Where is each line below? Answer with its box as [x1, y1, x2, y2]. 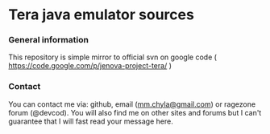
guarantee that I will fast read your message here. [8, 116, 173, 126]
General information [8, 35, 89, 46]
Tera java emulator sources [8, 6, 195, 24]
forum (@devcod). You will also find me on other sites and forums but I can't [8, 108, 262, 117]
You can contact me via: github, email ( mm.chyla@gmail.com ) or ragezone [8, 99, 256, 109]
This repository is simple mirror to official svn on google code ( [8, 52, 218, 62]
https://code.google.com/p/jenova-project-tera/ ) [8, 61, 172, 71]
